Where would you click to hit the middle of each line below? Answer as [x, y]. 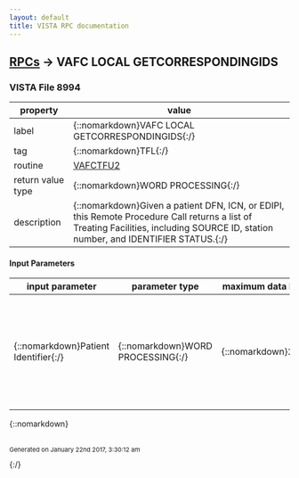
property [39, 111]
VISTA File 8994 [45, 87]
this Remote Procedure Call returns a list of [162, 217]
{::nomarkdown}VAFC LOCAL [134, 126]
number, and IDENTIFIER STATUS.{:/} [150, 239]
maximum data [255, 286]
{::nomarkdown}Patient [61, 346]
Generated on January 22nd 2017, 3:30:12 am [75, 450]
